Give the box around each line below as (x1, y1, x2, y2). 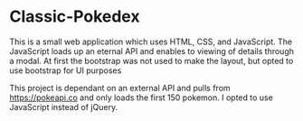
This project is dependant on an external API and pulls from (9, 82, 231, 93)
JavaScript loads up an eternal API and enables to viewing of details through (9, 45, 295, 56)
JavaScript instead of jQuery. (9, 101, 118, 112)
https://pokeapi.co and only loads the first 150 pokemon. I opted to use (9, 92, 273, 103)
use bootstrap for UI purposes (9, 65, 122, 76)
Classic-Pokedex (9, 6, 140, 27)
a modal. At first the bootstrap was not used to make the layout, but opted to (9, 55, 294, 66)
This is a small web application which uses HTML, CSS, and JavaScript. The (9, 36, 292, 47)
